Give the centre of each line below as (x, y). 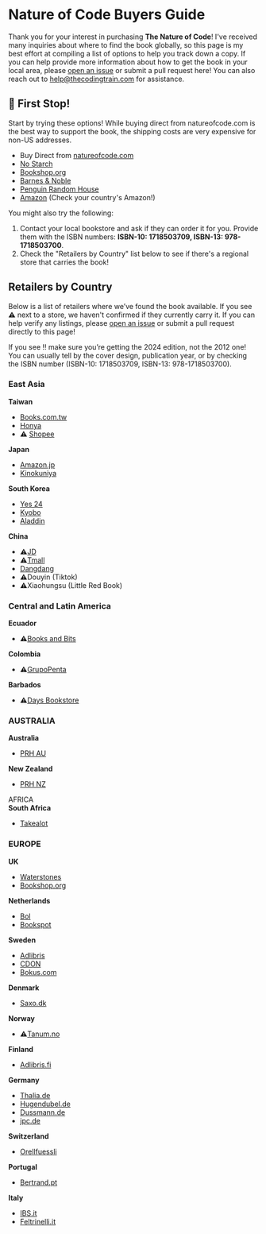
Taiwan (21, 401)
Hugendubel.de (45, 1104)
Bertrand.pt (39, 1182)
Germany (24, 1080)
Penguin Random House (59, 189)
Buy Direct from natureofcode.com (77, 155)
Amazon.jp (37, 464)
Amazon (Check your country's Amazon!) (88, 197)
